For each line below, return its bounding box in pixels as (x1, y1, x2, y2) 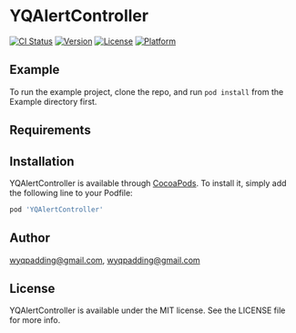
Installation (9, 153, 75, 169)
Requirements (9, 122, 91, 138)
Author (9, 230, 50, 246)
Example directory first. (9, 96, 97, 107)
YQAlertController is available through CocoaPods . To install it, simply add (9, 177, 287, 188)
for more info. (9, 315, 61, 326)
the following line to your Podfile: (9, 187, 134, 198)
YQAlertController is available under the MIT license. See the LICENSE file (9, 305, 286, 316)
